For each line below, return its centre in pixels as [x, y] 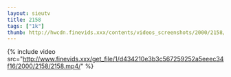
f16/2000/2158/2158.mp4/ [44, 66]
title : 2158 [24, 20]
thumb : [16, 32]
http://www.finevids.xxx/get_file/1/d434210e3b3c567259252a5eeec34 [123, 59]
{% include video [32, 52]
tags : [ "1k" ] [26, 26]
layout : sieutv [29, 13]
